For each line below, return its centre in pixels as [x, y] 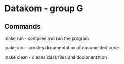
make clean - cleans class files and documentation [56, 57]
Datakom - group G [44, 9]
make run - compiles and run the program [47, 38]
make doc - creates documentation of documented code [62, 48]
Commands [23, 27]
